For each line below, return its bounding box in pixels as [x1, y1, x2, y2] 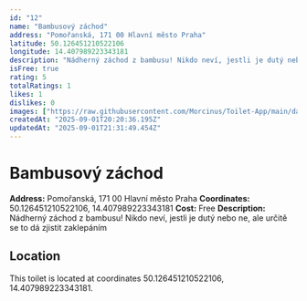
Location [9, 248, 61, 265]
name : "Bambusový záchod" [9, 22, 108, 31]
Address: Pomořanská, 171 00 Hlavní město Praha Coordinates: [9, 192, 250, 203]
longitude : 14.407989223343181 [9, 47, 129, 57]
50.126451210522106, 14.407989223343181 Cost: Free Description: [9, 202, 266, 213]
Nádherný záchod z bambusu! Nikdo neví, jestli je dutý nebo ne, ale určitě [9, 212, 288, 223]
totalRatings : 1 [9, 81, 71, 90]
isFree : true [9, 65, 59, 74]
